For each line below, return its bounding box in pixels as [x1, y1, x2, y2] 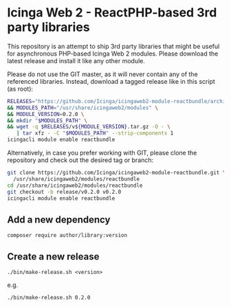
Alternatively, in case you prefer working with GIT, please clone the [7, 149, 197, 157]
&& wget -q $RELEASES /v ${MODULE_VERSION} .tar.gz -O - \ [7, 124, 170, 130]
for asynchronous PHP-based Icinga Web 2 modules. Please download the [7, 49, 219, 58]
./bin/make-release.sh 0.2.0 [7, 294, 91, 302]
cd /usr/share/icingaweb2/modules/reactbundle [7, 182, 143, 189]
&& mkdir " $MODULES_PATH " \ [7, 117, 88, 124]
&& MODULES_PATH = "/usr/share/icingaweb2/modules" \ [7, 104, 158, 111]
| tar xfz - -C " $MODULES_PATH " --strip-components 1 [16, 130, 174, 137]
